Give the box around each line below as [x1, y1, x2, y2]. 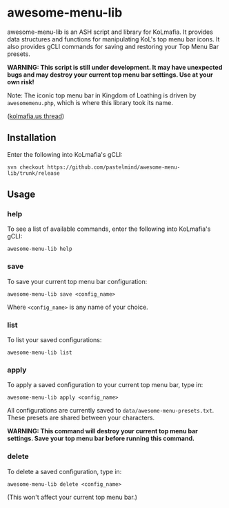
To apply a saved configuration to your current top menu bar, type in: [7, 381, 203, 389]
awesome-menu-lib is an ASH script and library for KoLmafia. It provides [7, 28, 214, 36]
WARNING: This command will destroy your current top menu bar [7, 427, 198, 435]
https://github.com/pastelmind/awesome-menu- [47, 164, 181, 171]
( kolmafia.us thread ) [7, 112, 65, 120]
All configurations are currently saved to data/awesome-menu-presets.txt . [7, 406, 215, 415]
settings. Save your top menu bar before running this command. [7, 434, 195, 443]
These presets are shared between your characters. [7, 413, 155, 422]
